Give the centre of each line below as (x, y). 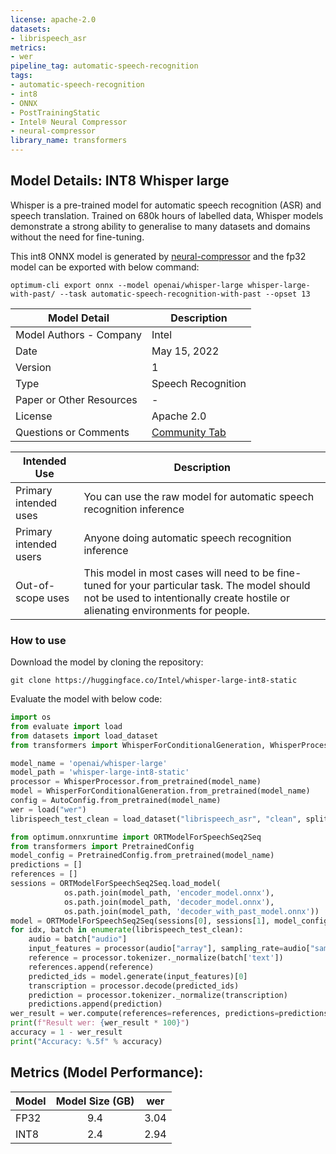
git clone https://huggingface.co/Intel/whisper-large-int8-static (154, 681)
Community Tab (189, 432)
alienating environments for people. (166, 610)
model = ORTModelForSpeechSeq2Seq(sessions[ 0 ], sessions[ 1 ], (140, 921)
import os (31, 717)
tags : (21, 76)
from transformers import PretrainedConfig (102, 846)
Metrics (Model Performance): (107, 1072)
